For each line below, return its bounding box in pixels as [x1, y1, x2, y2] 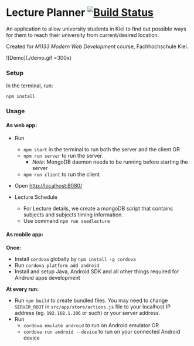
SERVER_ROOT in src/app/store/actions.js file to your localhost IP [14, 303, 171, 310]
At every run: [6, 285, 39, 293]
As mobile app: [6, 230, 44, 238]
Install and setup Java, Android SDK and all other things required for [14, 267, 179, 275]
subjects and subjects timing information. [23, 211, 123, 218]
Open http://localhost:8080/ [14, 182, 83, 189]
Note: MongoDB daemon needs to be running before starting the [32, 158, 189, 165]
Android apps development [14, 274, 80, 281]
